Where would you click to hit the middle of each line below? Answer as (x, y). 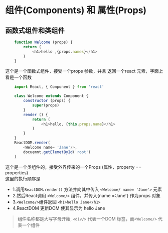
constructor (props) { (47, 101)
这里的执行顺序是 (23, 178)
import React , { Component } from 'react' (59, 87)
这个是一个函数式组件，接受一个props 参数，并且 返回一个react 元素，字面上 (84, 71)
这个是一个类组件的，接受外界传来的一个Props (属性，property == (73, 167)
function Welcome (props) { (43, 42)
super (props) (45, 105)
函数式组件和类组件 (35, 30)
